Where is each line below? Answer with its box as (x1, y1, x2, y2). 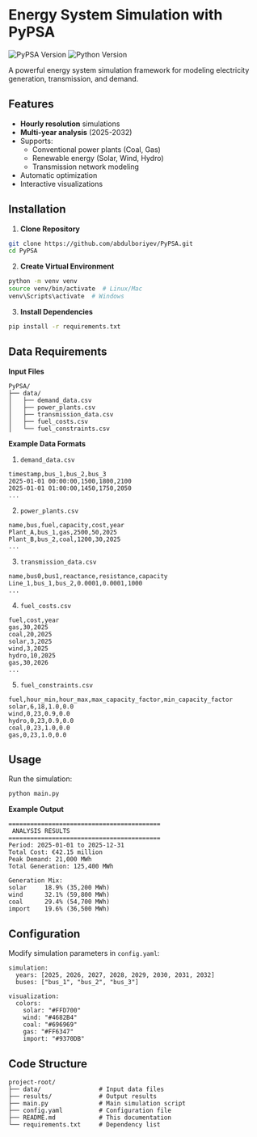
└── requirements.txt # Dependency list (8, 1120, 161, 1129)
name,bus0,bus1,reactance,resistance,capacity (8, 572, 168, 580)
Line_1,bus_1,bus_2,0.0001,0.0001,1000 (8, 579, 143, 587)
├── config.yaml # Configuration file (8, 1106, 172, 1114)
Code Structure (8, 1057, 87, 1071)
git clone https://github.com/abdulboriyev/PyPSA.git (8, 239, 194, 247)
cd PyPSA (8, 247, 38, 256)
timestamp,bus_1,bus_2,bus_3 (8, 470, 107, 478)
